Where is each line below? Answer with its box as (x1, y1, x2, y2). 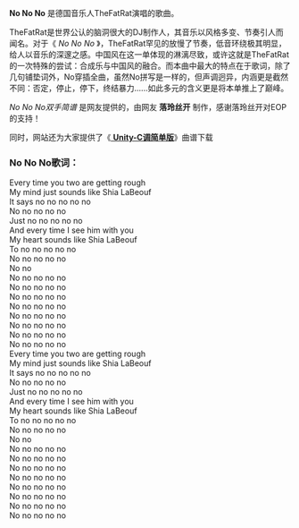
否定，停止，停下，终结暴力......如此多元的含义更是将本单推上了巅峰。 (32, 83, 289, 93)
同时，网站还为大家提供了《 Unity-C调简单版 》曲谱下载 (9, 132, 213, 142)
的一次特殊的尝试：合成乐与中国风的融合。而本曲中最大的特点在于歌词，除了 (9, 61, 291, 71)
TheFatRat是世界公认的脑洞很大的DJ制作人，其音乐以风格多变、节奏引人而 (9, 27, 284, 38)
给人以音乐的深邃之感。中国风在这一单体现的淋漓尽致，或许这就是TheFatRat (9, 49, 290, 60)
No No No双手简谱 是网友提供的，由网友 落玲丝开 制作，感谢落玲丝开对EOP (9, 102, 287, 112)
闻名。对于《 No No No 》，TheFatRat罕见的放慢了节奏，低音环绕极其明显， (9, 38, 287, 48)
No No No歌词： (9, 156, 79, 168)
